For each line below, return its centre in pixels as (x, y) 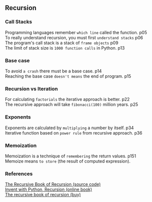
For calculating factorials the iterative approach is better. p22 (67, 100)
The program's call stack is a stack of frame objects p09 (62, 43)
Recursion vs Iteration (31, 88)
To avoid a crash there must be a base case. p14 (53, 71)
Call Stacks (19, 22)
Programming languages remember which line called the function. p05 (76, 32)
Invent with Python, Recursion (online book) (49, 189)
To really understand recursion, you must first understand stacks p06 (74, 37)
